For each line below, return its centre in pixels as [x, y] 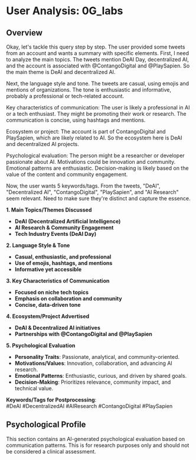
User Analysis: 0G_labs [65, 11]
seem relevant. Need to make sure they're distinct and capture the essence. [98, 198]
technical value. [34, 388]
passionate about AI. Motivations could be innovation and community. [91, 162]
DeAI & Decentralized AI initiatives [57, 328]
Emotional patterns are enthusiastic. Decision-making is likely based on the [97, 168]
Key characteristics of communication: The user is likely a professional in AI [98, 107]
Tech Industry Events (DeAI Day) [55, 234]
